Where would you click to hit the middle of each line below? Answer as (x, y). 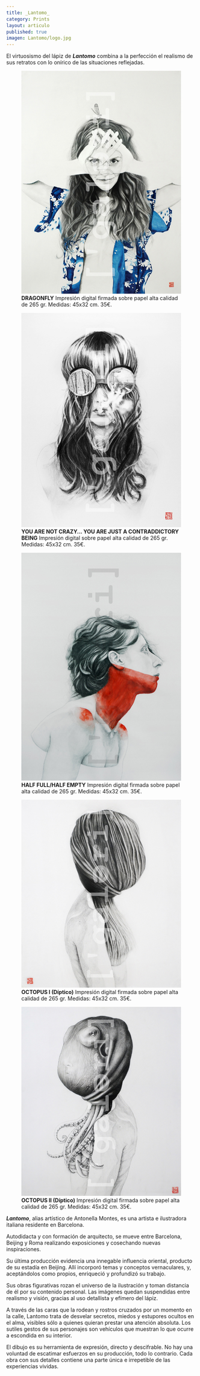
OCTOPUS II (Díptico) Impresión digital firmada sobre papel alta (101, 1200)
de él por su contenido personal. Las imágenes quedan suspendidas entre (98, 1292)
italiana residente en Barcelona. (45, 1225)
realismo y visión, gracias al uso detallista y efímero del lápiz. (82, 1298)
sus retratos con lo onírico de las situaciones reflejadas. (75, 63)
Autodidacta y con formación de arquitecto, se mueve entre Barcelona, (94, 1236)
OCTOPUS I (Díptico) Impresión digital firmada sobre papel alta (100, 992)
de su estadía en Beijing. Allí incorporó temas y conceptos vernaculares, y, (99, 1267)
